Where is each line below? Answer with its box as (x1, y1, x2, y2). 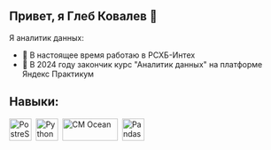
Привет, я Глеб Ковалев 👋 (9, 9, 158, 24)
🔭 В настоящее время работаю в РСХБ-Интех (21, 50, 196, 60)
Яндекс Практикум (21, 68, 95, 79)
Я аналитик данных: (9, 32, 84, 43)
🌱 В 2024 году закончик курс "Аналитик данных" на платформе (21, 59, 263, 69)
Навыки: (9, 94, 59, 109)
